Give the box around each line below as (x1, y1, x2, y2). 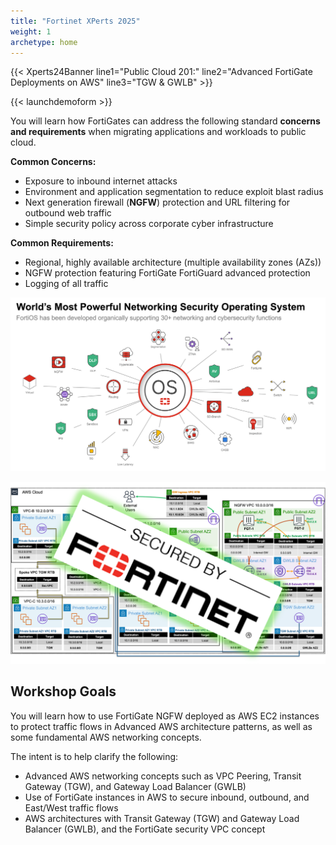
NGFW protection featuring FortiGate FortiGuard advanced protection (24, 267, 311, 279)
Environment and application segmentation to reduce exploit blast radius (24, 186, 324, 198)
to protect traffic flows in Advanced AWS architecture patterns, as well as (10, 720, 313, 732)
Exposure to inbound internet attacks (24, 175, 178, 187)
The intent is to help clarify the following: (10, 750, 179, 762)
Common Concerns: (10, 156, 97, 168)
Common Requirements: (10, 237, 114, 249)
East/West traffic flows (24, 801, 119, 814)
